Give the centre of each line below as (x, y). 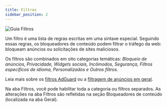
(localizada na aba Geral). (32, 99)
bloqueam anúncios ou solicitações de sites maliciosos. (62, 49)
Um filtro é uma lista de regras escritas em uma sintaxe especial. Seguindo (82, 38)
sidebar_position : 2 (27, 14)
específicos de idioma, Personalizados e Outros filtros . (62, 69)
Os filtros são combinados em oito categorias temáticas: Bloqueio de (76, 58)
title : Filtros (21, 10)
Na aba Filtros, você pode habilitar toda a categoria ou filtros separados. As (83, 88)
